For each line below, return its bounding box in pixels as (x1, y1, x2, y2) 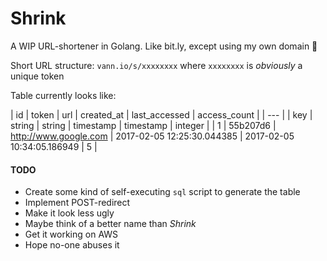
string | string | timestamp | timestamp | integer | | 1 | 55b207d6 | (10, 119, 277, 131)
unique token (10, 70, 65, 82)
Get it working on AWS (24, 228, 119, 241)
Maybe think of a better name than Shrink (24, 218, 197, 230)
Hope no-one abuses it (24, 239, 120, 251)
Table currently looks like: (10, 89, 117, 101)
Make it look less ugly (24, 207, 115, 219)
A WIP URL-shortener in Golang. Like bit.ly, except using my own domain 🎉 (10, 40, 318, 52)
